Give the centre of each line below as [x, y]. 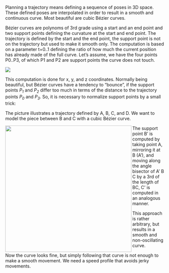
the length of [146, 182]
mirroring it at [146, 150]
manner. [141, 203]
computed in [146, 193]
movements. [18, 266]
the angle [142, 166]
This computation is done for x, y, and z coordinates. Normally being [76, 79]
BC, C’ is [141, 187]
